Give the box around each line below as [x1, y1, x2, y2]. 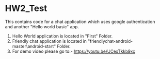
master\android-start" [12, 43, 56, 49]
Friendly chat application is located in [12, 38, 87, 44]
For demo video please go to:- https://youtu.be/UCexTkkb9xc [12, 48, 136, 54]
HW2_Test [5, 3, 48, 14]
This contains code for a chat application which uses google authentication [5, 19, 155, 24]
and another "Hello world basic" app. [5, 24, 79, 29]
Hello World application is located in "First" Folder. [12, 33, 113, 39]
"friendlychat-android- [87, 38, 133, 44]
